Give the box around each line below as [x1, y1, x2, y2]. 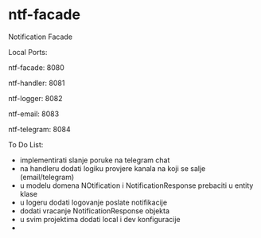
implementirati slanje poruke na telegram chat [19, 155, 170, 165]
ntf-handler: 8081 [8, 78, 65, 88]
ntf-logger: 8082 [8, 93, 63, 103]
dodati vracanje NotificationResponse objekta [19, 205, 169, 216]
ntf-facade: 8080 [8, 62, 65, 72]
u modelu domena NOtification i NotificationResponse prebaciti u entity [19, 181, 254, 190]
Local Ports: [8, 47, 48, 57]
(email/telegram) [19, 172, 75, 181]
